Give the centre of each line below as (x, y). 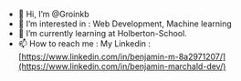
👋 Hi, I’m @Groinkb (53, 14)
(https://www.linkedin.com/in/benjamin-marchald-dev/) (122, 66)
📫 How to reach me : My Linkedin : (84, 44)
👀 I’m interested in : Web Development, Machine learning (125, 24)
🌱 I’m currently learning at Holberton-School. (102, 33)
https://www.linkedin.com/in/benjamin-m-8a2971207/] (124, 56)
